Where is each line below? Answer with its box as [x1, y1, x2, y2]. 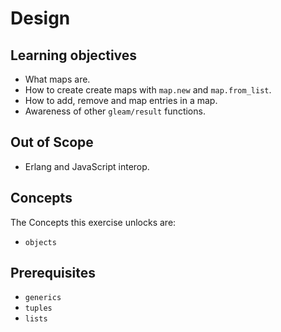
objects [24, 237, 57, 247]
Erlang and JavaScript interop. [24, 160, 150, 172]
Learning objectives [10, 47, 138, 64]
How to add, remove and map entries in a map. [24, 95, 218, 106]
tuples [24, 303, 53, 314]
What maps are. [24, 73, 91, 85]
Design [10, 7, 71, 30]
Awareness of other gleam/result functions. [24, 105, 206, 117]
